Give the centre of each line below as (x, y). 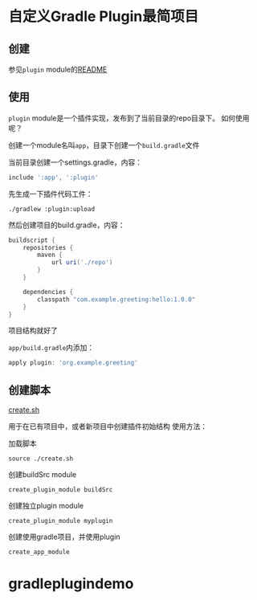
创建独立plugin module (46, 506)
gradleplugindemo (71, 584)
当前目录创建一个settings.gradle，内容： (75, 162)
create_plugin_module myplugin (61, 521)
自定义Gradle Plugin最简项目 (104, 16)
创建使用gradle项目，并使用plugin (64, 537)
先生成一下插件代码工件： (51, 194)
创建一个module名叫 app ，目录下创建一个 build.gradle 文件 (104, 145)
